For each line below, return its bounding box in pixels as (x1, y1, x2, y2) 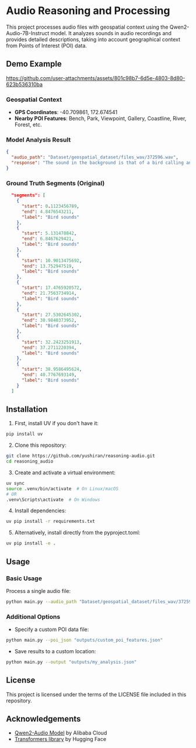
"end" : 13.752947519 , (21, 263, 75, 269)
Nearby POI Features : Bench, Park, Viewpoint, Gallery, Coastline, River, (14, 115, 187, 122)
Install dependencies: (14, 507, 66, 514)
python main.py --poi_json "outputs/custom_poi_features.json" (6, 637, 163, 643)
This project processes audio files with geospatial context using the (6, 23, 169, 30)
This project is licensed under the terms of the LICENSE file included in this (6, 691, 187, 698)
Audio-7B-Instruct (6, 29, 50, 36)
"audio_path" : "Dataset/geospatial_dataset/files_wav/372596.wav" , (11, 154, 179, 160)
